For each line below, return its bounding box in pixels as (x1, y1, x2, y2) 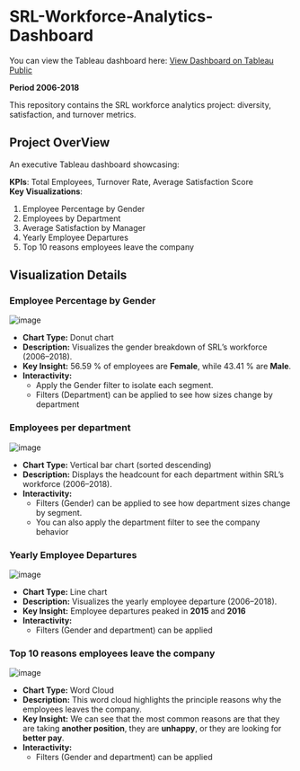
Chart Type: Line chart (22, 587, 108, 598)
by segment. (35, 507, 83, 518)
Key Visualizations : (9, 186, 84, 197)
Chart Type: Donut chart (22, 332, 114, 343)
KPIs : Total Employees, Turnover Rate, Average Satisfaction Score (9, 176, 254, 187)
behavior (35, 526, 69, 536)
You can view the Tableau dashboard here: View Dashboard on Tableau (9, 55, 274, 66)
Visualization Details (9, 268, 128, 283)
